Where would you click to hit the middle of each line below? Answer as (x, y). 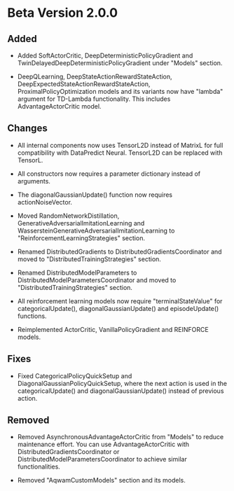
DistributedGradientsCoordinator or (68, 452)
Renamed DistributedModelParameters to (77, 272)
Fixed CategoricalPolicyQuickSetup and (75, 375)
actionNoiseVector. (44, 202)
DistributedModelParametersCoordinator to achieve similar (102, 459)
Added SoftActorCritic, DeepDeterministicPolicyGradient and (105, 55)
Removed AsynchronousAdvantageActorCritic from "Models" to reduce (121, 437)
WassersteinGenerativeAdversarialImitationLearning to (96, 230)
